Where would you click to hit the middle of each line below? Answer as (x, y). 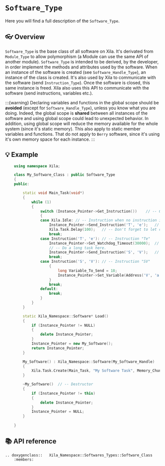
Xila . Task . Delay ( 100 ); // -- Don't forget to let (103, 230)
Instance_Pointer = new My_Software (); (72, 344)
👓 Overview (25, 37)
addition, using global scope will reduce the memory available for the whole (82, 124)
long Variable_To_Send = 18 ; (88, 271)
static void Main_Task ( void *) (54, 193)
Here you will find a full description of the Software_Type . (62, 21)
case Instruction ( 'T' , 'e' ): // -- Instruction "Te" (95, 239)
